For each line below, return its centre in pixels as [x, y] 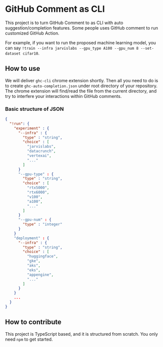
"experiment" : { [32, 128]
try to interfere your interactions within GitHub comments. [63, 96]
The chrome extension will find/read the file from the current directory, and [81, 91]
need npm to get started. [29, 339]
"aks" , [34, 266]
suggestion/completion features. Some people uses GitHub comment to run [81, 28]
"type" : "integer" [43, 224]
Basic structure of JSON [34, 109]
